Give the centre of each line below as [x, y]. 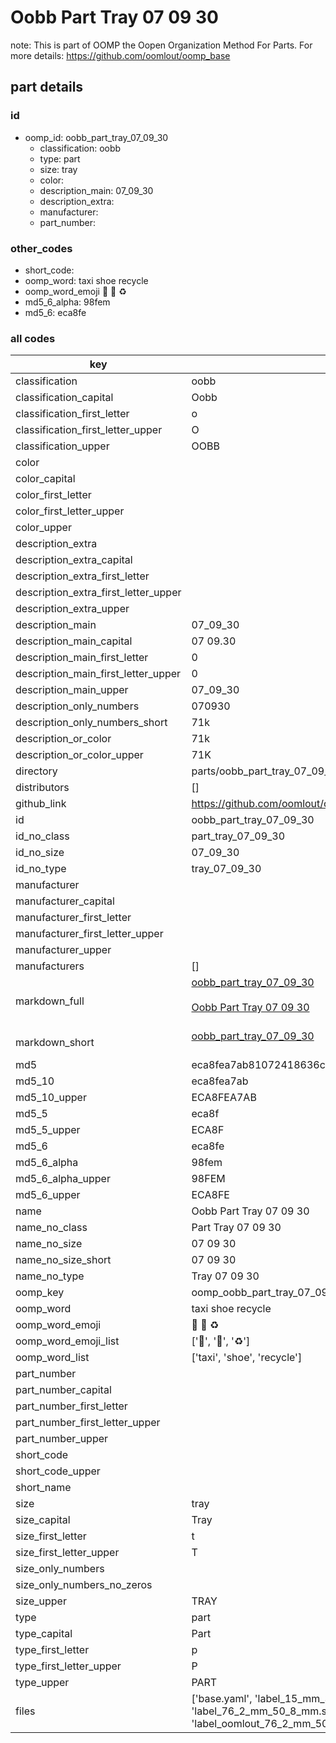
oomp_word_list [52, 1358]
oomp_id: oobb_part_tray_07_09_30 [96, 137]
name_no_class [51, 1228]
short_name [43, 1488]
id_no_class [42, 836]
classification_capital [64, 398]
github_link [41, 804]
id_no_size [40, 853]
